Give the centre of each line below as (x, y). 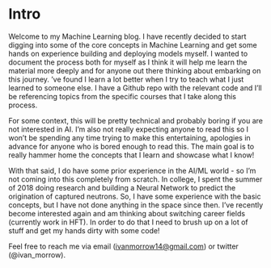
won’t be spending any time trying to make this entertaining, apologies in (129, 137)
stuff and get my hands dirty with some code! (84, 230)
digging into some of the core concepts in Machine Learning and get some (133, 44)
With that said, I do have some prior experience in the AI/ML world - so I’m (132, 170)
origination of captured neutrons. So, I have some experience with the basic (135, 196)
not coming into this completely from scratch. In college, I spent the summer (135, 179)
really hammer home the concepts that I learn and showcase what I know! (131, 155)
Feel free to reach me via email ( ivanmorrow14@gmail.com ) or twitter (123, 246)
